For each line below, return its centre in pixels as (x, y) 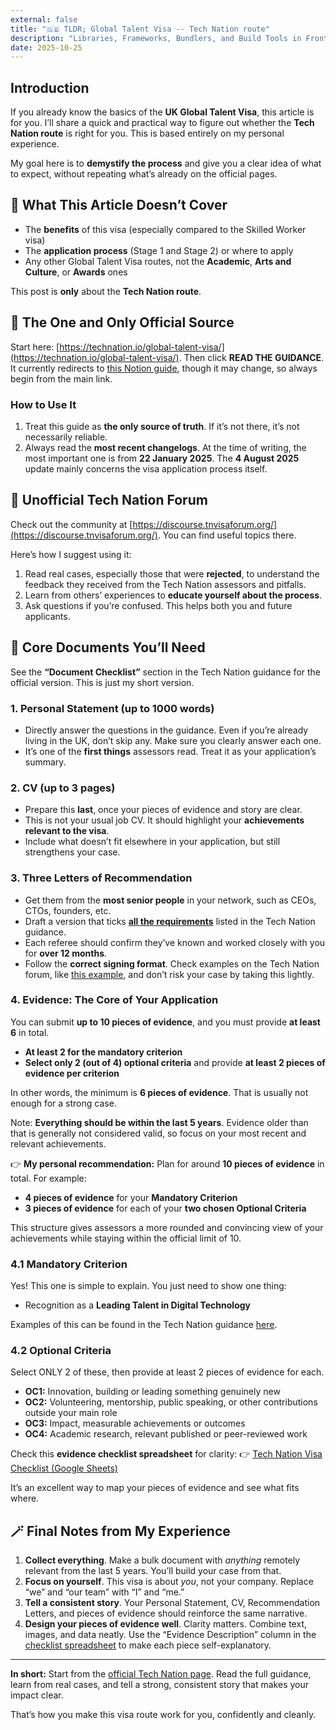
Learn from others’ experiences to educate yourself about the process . (173, 595)
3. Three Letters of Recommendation (101, 878)
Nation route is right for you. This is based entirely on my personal (147, 133)
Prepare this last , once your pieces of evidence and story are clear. (163, 810)
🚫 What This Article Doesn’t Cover (119, 205)
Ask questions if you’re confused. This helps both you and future (158, 605)
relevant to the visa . (67, 831)
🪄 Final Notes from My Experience (120, 1531)
